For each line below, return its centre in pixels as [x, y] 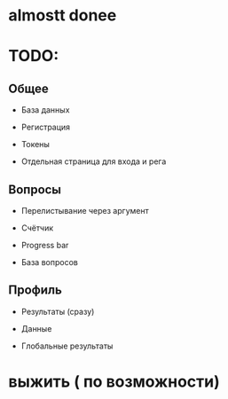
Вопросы [35, 189]
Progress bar [45, 245]
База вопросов [50, 262]
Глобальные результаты [67, 346]
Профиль [35, 290]
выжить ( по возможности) [114, 381]
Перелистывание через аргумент [85, 211]
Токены [35, 145]
